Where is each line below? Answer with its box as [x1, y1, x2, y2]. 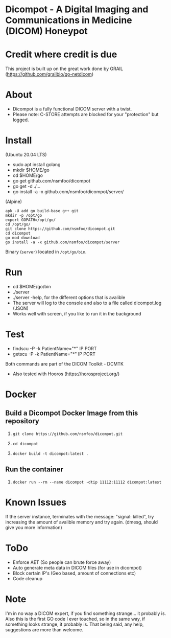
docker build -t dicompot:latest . [12, 451, 89, 456]
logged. [12, 117, 29, 123]
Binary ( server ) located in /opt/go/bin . [5, 249, 87, 255]
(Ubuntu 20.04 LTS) [5, 152, 47, 157]
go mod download [5, 235, 40, 240]
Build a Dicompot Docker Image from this [5, 409, 138, 418]
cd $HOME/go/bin [12, 283, 51, 289]
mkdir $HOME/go [12, 167, 50, 173]
